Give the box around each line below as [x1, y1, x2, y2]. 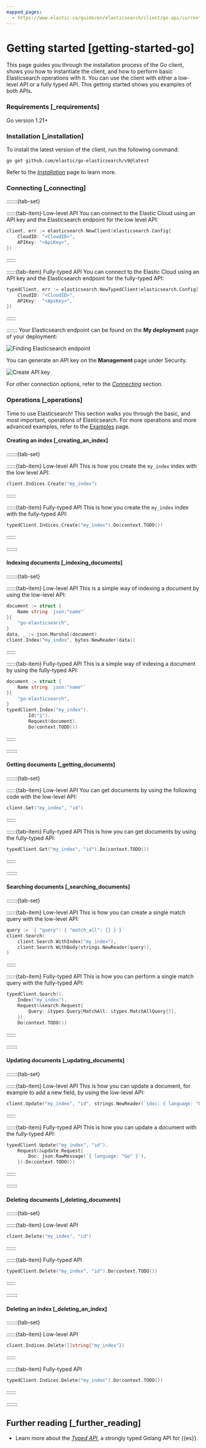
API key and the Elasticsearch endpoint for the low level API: [6, 216, 158, 224]
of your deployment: [6, 333, 58, 340]
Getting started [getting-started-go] [6, 41, 194, 55]
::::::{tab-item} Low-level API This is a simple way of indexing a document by [6, 584, 199, 592]
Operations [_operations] [6, 396, 83, 405]
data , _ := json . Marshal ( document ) [6, 631, 97, 638]
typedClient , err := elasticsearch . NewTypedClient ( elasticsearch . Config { [6, 286, 199, 292]
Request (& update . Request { [17, 1148, 84, 1154]
